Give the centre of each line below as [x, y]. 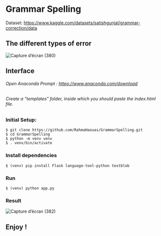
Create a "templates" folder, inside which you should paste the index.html [81, 99]
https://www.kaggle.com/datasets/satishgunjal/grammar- [82, 23]
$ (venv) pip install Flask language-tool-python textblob [68, 166]
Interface [20, 71]
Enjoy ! [16, 227]
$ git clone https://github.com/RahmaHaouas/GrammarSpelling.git [74, 130]
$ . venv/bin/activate [29, 143]
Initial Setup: [21, 119]
